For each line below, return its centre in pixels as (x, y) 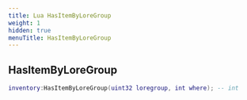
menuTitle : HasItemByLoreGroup (60, 38)
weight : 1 (25, 23)
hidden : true (30, 30)
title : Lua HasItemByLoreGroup (60, 15)
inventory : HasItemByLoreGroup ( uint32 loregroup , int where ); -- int (123, 88)
